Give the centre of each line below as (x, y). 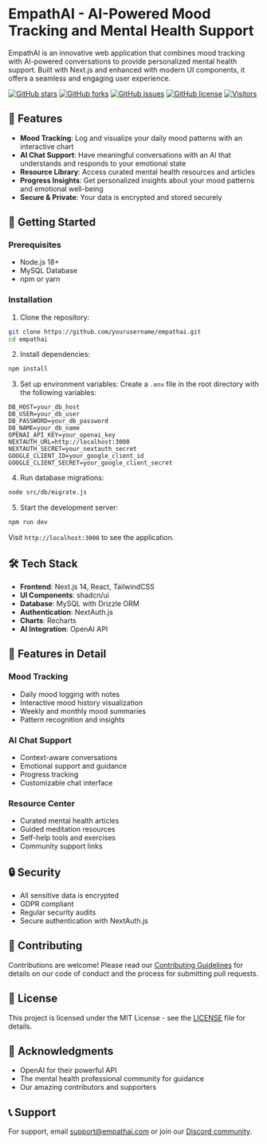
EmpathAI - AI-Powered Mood (110, 14)
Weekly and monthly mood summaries (82, 711)
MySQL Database (49, 271)
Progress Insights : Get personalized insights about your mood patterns (137, 180)
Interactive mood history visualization (81, 703)
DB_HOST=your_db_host (44, 407)
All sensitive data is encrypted (69, 895)
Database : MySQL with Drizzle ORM (79, 603)
